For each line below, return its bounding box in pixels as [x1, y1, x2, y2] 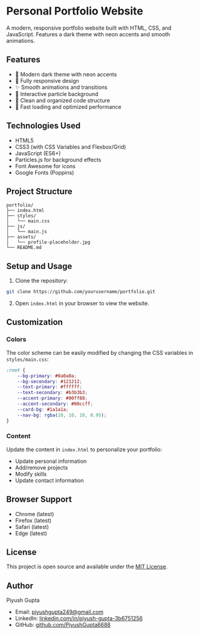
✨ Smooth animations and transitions [15, 83, 108, 91]
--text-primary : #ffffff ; [17, 384, 83, 390]
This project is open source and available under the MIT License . [6, 563, 168, 571]
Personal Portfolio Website [6, 4, 143, 18]
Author [6, 580, 33, 590]
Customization [6, 317, 64, 328]
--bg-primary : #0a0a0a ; [17, 373, 77, 379]
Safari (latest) [15, 523, 50, 530]
